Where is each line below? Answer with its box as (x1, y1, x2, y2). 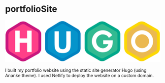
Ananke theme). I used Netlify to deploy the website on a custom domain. (5, 72, 154, 78)
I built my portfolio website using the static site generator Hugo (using (5, 67, 147, 73)
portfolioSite (5, 3, 58, 15)
